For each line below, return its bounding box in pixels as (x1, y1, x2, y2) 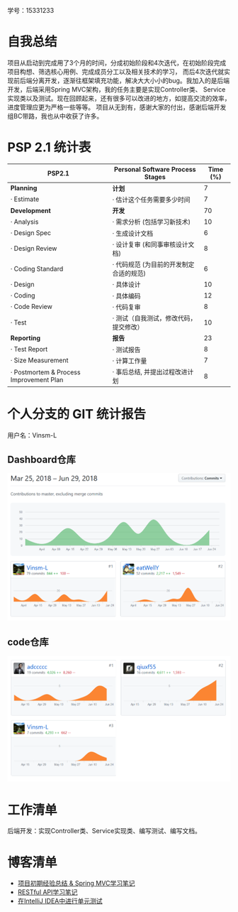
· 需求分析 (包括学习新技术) (112, 217, 191, 226)
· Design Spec (10, 229, 52, 237)
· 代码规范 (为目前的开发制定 (112, 260, 195, 268)
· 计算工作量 (112, 356, 147, 364)
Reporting (10, 333, 41, 342)
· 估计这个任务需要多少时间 (112, 195, 191, 204)
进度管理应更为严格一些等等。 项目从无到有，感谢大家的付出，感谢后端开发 (7, 102, 227, 112)
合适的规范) (112, 269, 147, 278)
